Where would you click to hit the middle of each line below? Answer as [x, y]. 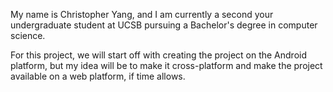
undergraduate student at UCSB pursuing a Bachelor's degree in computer [164, 25]
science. [28, 35]
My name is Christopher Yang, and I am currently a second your [142, 14]
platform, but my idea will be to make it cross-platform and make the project [166, 65]
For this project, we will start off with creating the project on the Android [159, 55]
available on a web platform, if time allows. [98, 76]
